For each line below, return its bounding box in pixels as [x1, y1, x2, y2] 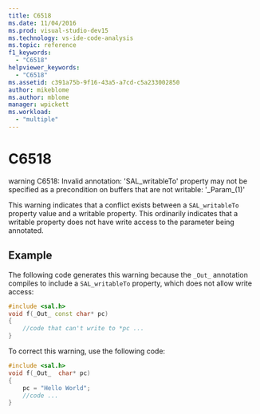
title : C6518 [8, 11, 52, 20]
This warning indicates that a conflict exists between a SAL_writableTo [8, 200, 239, 210]
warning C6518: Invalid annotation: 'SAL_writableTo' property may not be [8, 176, 248, 186]
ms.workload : [8, 108, 52, 116]
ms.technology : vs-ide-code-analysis [8, 34, 134, 42]
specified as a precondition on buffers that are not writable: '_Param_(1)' [8, 184, 246, 194]
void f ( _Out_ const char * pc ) [8, 310, 109, 317]
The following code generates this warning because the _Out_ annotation [8, 270, 249, 279]
